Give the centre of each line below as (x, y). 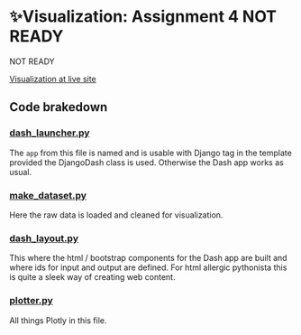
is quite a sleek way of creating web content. (92, 277)
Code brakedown (59, 107)
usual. (21, 172)
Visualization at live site (53, 79)
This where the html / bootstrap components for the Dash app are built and (148, 258)
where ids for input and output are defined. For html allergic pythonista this (148, 267)
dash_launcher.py (50, 133)
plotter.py (32, 301)
